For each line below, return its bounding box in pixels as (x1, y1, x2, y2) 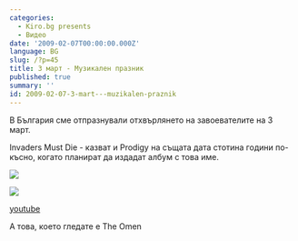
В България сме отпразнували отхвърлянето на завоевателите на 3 (9, 115, 273, 126)
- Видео (17, 30, 47, 39)
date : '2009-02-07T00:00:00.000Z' (9, 38, 141, 48)
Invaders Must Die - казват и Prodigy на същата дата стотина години (9, 142, 274, 153)
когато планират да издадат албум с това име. (37, 151, 220, 162)
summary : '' (9, 81, 55, 90)
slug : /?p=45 (9, 55, 59, 65)
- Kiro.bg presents (17, 22, 92, 31)
